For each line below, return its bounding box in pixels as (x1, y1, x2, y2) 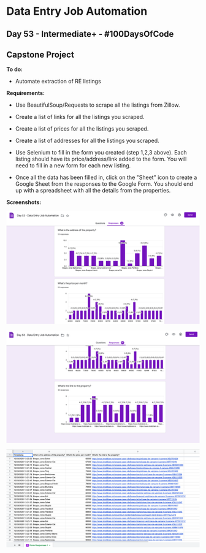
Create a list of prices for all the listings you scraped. (15, 125, 149, 132)
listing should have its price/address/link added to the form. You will (15, 155, 187, 163)
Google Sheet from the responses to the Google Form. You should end (15, 180, 193, 188)
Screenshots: (6, 199, 42, 206)
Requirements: (6, 90, 45, 97)
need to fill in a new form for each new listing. (15, 162, 131, 169)
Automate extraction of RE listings (15, 78, 101, 85)
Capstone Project (6, 49, 75, 59)
